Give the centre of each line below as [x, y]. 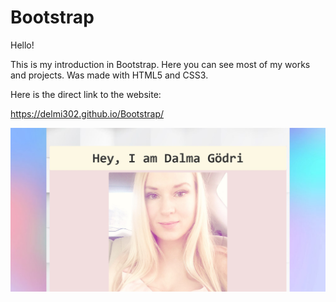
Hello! [22, 45]
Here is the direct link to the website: [86, 94]
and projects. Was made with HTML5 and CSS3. [109, 75]
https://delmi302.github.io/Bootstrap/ [87, 113]
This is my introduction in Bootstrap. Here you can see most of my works [160, 64]
